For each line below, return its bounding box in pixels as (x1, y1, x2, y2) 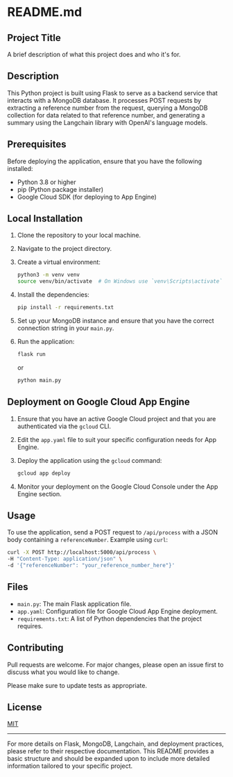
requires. (17, 621, 43, 630)
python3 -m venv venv (17, 272, 80, 279)
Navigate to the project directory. (17, 245, 112, 253)
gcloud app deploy (17, 470, 71, 477)
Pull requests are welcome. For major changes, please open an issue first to (7, 660, 224, 669)
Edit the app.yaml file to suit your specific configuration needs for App (17, 435, 217, 443)
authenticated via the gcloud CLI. (17, 422, 112, 430)
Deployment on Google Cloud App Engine (7, 396, 190, 408)
